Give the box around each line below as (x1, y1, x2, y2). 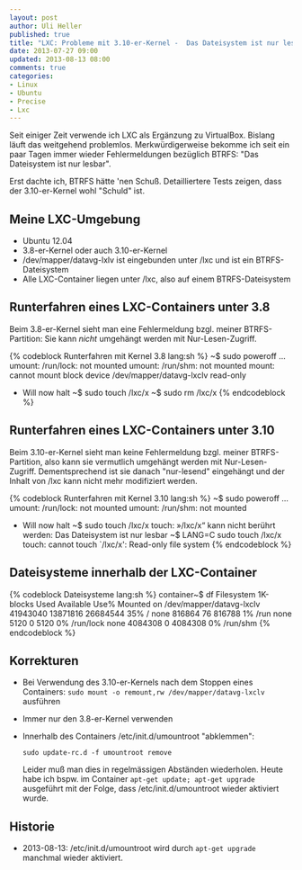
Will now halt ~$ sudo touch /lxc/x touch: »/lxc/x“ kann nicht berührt (22, 519, 276, 531)
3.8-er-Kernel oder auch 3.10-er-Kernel (22, 245, 168, 256)
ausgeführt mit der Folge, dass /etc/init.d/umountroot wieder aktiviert (22, 784, 280, 794)
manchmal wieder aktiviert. (22, 852, 123, 864)
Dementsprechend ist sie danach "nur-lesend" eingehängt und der (38, 465, 285, 477)
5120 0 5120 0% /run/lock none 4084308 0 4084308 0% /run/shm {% (9, 617, 271, 628)
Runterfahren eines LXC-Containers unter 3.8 (9, 300, 271, 315)
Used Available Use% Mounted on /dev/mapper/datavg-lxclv (35, 598, 261, 609)
